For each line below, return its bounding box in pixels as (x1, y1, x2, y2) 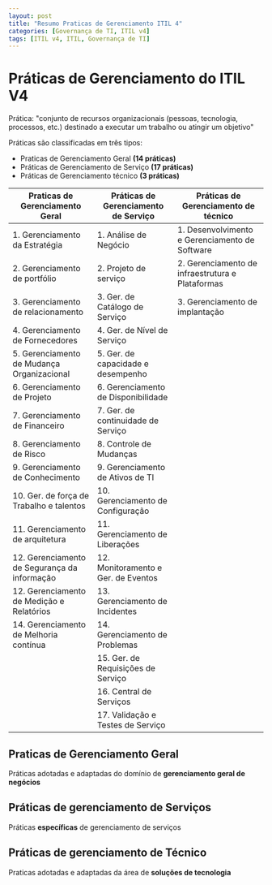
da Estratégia (12, 240, 63, 251)
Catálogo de (96, 301, 144, 313)
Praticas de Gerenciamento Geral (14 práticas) (19, 153, 176, 163)
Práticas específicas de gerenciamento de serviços (8, 822, 181, 832)
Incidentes (96, 606, 138, 617)
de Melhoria (12, 629, 58, 641)
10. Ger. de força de (12, 490, 90, 502)
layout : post (8, 11, 53, 20)
